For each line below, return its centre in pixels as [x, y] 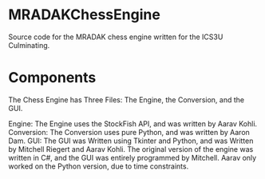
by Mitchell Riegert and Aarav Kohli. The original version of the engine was [131, 149]
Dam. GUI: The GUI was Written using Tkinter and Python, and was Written [131, 141]
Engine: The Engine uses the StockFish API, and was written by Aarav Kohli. [133, 123]
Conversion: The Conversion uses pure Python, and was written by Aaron [129, 132]
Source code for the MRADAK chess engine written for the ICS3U [116, 37]
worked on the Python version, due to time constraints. [99, 166]
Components [52, 78]
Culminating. [29, 45]
